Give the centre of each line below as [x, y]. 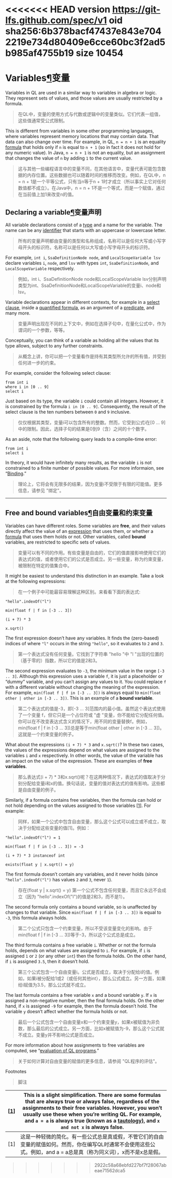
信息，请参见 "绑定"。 [41, 490]
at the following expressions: [36, 581]
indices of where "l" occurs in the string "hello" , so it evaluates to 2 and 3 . [84, 643]
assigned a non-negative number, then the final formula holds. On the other [85, 1000]
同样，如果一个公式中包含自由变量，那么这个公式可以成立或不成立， [90, 821]
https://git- [136, 9]
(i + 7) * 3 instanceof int [35, 856]
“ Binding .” [16, 473]
